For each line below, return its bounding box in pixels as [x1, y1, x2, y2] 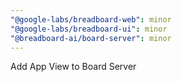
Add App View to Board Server [10, 61, 137, 73]
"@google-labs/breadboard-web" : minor [10, 14, 172, 25]
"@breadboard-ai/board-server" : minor [10, 33, 172, 43]
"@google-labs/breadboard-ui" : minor [10, 24, 168, 34]
